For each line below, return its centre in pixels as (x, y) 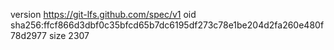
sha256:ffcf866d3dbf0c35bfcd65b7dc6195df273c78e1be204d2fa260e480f (167, 25)
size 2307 (69, 35)
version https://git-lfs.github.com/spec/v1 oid (103, 14)
